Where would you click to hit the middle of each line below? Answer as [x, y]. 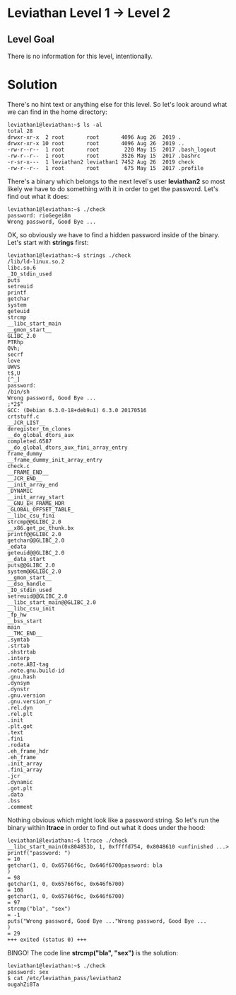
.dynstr [19, 689]
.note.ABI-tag [28, 664]
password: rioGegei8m [39, 215]
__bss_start [25, 621]
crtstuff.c [23, 416]
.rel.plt [20, 714]
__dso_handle [26, 584]
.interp [19, 658]
